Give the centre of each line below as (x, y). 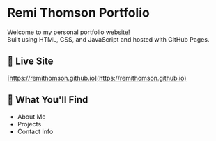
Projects (29, 124)
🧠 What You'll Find (48, 100)
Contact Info (35, 131)
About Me (32, 117)
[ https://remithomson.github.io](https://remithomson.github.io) (97, 78)
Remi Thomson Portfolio (78, 13)
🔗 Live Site (30, 61)
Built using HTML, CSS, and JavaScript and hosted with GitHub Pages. (108, 39)
